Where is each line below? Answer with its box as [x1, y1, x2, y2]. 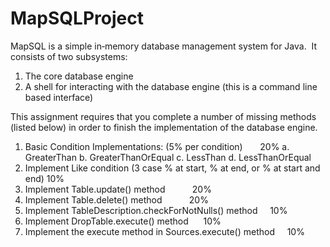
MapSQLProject [10, 7, 144, 30]
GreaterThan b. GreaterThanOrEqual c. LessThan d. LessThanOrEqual [24, 151, 312, 163]
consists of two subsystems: [10, 50, 128, 62]
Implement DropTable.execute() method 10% [24, 215, 222, 227]
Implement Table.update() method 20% [24, 183, 212, 195]
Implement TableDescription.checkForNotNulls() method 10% [24, 204, 288, 216]
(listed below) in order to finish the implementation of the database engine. [10, 121, 318, 133]
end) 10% [24, 172, 65, 184]
